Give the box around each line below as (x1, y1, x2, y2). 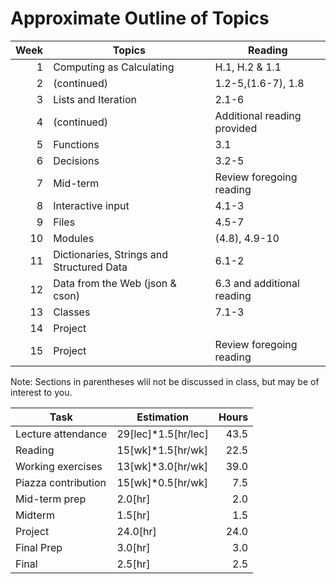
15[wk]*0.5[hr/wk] (116, 475, 209, 489)
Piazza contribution (15, 475, 107, 489)
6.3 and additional (214, 276, 300, 290)
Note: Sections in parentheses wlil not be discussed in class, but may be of (10, 375, 320, 387)
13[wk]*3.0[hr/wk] (116, 459, 209, 473)
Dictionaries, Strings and (53, 247, 169, 261)
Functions (53, 137, 100, 151)
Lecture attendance (15, 427, 108, 441)
